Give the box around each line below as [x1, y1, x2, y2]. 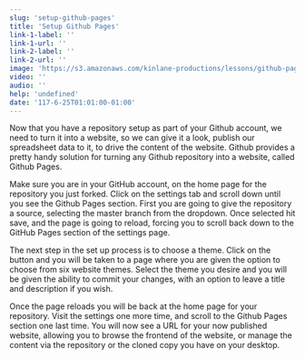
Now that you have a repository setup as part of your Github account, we [9, 123, 282, 134]
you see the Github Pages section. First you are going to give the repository [9, 198, 292, 209]
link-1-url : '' [9, 38, 67, 48]
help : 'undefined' [9, 89, 79, 98]
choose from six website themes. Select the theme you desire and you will [9, 264, 288, 275]
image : [9, 65, 34, 74]
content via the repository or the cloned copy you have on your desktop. [9, 340, 280, 351]
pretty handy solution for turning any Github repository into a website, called [9, 152, 295, 163]
